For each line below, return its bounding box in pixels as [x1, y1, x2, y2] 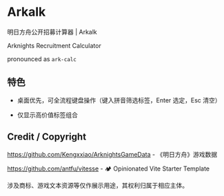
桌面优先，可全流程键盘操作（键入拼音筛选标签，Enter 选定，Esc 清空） [17, 96, 222, 104]
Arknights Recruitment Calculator [7, 41, 101, 50]
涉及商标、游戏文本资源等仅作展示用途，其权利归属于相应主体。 [7, 181, 188, 189]
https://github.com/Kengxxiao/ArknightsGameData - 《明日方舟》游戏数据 [7, 150, 218, 158]
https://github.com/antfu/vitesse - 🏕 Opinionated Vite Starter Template [7, 164, 210, 173]
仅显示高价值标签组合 [17, 111, 78, 119]
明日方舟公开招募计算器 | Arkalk [7, 28, 98, 36]
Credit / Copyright [7, 131, 87, 143]
